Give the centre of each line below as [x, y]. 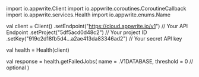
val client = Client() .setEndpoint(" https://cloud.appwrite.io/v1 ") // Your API [97, 26]
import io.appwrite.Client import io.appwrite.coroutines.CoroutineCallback [96, 9]
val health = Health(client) [38, 50]
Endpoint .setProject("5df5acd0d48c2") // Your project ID [77, 32]
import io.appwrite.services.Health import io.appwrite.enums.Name [89, 15]
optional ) [18, 68]
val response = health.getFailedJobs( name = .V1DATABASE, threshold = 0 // [100, 61]
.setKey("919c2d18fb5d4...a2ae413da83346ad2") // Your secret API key [94, 38]
